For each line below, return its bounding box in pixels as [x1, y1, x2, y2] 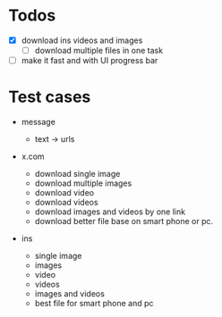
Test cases [8, 87, 91, 107]
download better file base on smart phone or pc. [34, 216, 214, 227]
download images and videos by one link [34, 206, 185, 217]
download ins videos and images [21, 35, 143, 46]
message [21, 117, 55, 128]
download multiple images [34, 178, 132, 188]
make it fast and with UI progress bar [21, 55, 158, 66]
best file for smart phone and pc [34, 298, 154, 309]
